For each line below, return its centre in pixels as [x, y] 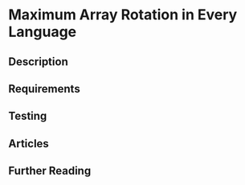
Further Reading [50, 171]
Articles [29, 144]
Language [43, 32]
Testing [28, 116]
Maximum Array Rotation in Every [123, 15]
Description [38, 62]
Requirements [44, 89]
